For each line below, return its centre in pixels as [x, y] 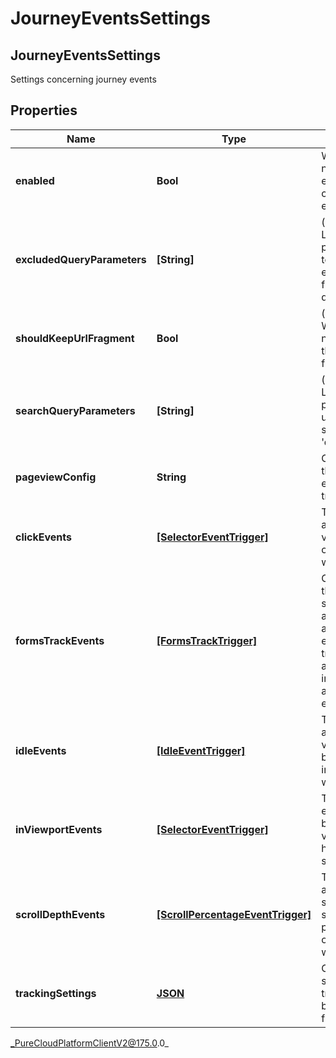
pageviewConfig [56, 477]
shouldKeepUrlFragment [75, 338]
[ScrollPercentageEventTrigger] [234, 914]
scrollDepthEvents [60, 914]
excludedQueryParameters [81, 259]
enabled [35, 180]
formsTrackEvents [60, 640]
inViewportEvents [59, 829]
